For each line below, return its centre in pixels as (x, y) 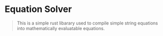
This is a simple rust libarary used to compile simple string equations (87, 23)
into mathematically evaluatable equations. (61, 28)
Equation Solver (38, 9)
